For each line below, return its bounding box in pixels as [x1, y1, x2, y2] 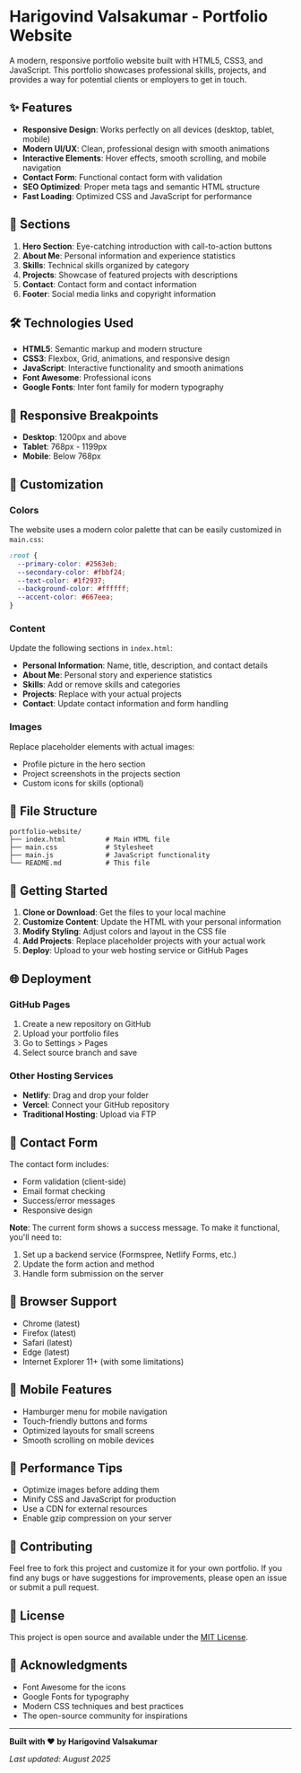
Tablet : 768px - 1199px [21, 442, 107, 452]
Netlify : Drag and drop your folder [21, 1090, 150, 1101]
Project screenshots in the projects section [21, 768, 181, 778]
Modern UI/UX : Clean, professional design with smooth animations [21, 143, 271, 154]
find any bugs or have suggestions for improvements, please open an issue [9, 1573, 288, 1584]
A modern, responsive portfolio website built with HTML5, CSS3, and [9, 55, 263, 66]
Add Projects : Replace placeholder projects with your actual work [21, 935, 266, 946]
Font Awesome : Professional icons [21, 373, 152, 383]
